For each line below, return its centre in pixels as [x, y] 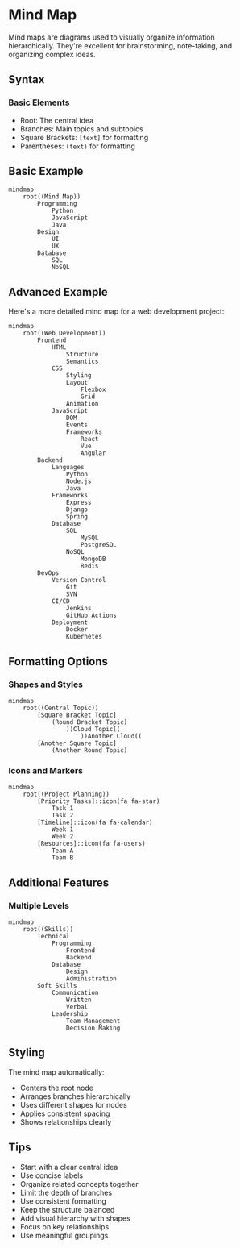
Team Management [93, 1021]
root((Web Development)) [64, 333]
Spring [77, 517]
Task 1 [62, 809]
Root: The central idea [57, 120]
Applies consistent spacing [65, 1113]
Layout [77, 383]
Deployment [70, 622]
